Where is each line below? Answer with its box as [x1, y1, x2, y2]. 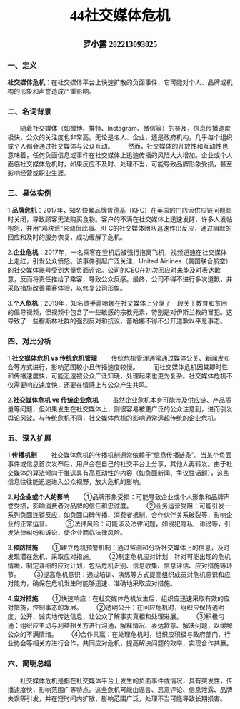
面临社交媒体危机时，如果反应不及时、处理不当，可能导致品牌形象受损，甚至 [7, 160, 233, 169]
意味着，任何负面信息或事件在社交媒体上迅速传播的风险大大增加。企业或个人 [7, 151, 233, 159]
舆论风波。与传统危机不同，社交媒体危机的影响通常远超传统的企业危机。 [7, 413, 220, 422]
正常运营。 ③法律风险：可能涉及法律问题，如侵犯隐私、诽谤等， [19, 519, 225, 528]
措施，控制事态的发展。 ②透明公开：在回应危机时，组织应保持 [13, 603, 212, 612]
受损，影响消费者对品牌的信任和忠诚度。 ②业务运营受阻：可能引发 [13, 501, 225, 511]
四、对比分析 [7, 336, 52, 346]
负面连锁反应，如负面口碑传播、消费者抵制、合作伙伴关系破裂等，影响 [19, 511, 226, 519]
